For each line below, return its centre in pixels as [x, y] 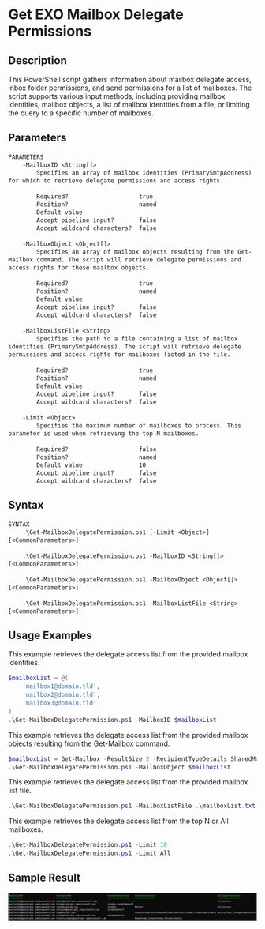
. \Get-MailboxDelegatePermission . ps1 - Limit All [90, 854]
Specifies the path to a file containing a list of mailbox [137, 339]
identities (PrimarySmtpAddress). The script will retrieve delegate [125, 346]
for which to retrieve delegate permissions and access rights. [116, 181]
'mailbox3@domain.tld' [60, 703]
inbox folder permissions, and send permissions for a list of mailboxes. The [130, 88]
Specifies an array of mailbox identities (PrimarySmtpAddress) [144, 173]
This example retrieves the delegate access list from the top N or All [118, 821]
